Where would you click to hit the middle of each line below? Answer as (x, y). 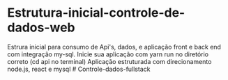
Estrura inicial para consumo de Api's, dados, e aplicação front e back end (114, 47)
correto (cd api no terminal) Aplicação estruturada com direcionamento (109, 61)
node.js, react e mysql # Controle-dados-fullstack (79, 69)
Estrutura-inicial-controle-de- (96, 13)
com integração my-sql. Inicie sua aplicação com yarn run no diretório (108, 54)
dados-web (41, 27)
